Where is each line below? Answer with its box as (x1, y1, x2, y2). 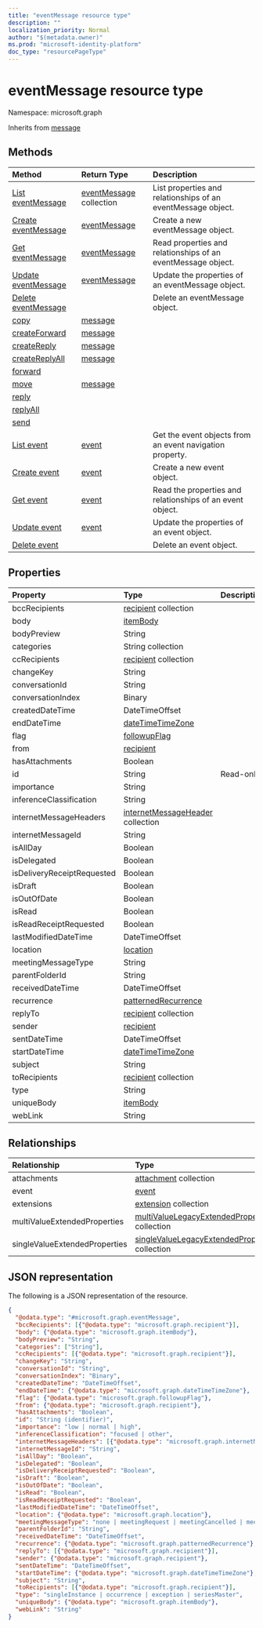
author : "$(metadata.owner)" (8, 33, 103, 42)
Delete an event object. (152, 539, 238, 550)
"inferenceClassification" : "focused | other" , (15, 1430, 174, 1439)
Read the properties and (152, 484, 242, 495)
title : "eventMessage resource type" (8, 11, 131, 20)
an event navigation (152, 439, 225, 450)
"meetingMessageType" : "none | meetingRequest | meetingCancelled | (15, 1518, 243, 1526)
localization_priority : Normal (8, 26, 110, 34)
